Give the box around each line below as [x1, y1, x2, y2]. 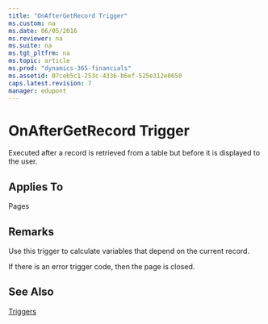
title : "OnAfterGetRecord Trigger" [8, 11, 128, 20]
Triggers [8, 306, 37, 316]
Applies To [8, 180, 64, 193]
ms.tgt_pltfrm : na [8, 49, 70, 57]
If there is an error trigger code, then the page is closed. [8, 261, 195, 271]
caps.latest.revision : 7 [8, 79, 92, 87]
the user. [8, 156, 38, 166]
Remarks [8, 225, 55, 239]
